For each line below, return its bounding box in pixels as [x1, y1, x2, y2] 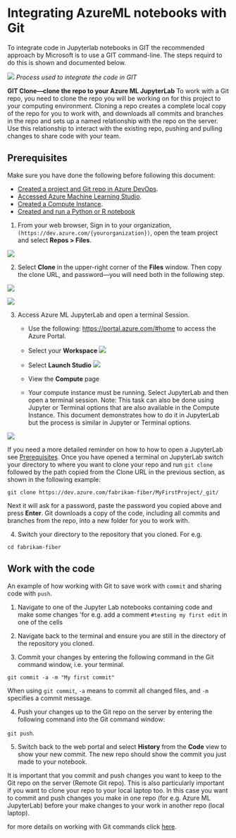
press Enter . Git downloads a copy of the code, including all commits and [7, 509, 221, 517]
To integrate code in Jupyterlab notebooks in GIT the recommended [7, 43, 205, 52]
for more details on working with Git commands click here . [7, 822, 178, 831]
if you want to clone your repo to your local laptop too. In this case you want [7, 786, 228, 794]
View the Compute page [27, 374, 100, 383]
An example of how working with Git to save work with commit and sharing [7, 582, 222, 590]
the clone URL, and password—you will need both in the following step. [17, 270, 225, 278]
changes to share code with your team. [7, 131, 121, 140]
